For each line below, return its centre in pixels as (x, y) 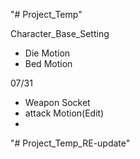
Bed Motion (48, 63)
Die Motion (47, 53)
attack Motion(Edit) (64, 113)
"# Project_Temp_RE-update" (70, 143)
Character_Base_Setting (60, 33)
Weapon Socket (57, 102)
